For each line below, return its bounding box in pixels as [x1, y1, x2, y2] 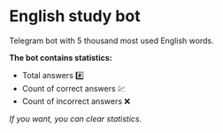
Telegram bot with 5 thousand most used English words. [9, 35, 214, 46]
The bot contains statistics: [9, 52, 112, 63]
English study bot [9, 6, 141, 26]
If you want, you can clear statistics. [9, 113, 142, 124]
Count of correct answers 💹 [21, 83, 127, 93]
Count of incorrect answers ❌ [21, 95, 131, 107]
